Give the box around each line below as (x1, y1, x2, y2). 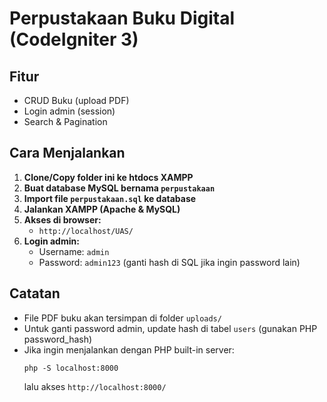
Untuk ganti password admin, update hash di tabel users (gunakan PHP (23, 322, 318, 334)
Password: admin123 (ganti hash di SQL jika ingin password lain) (38, 256, 301, 268)
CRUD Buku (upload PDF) (23, 95, 130, 106)
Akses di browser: (23, 213, 102, 226)
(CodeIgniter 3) (9, 28, 139, 51)
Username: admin (38, 245, 110, 257)
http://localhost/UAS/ (38, 226, 134, 236)
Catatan (9, 285, 61, 302)
